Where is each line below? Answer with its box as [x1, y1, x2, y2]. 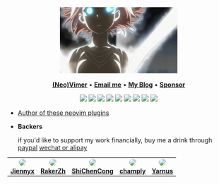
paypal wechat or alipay [17, 144, 88, 152]
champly [119, 166, 146, 175]
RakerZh [40, 166, 66, 175]
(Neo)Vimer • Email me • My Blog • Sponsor [52, 80, 186, 89]
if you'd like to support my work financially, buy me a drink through [17, 136, 213, 144]
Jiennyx [10, 166, 35, 175]
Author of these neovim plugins [17, 109, 109, 117]
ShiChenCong [71, 166, 114, 175]
